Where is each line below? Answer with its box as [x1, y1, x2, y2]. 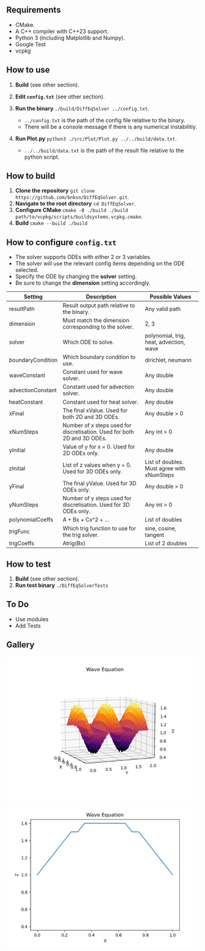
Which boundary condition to [62, 353, 136, 360]
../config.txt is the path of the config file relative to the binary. [24, 116, 185, 124]
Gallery [6, 639, 35, 650]
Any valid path [145, 305, 181, 312]
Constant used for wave [62, 368, 123, 375]
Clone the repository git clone [15, 187, 95, 194]
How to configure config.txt [6, 237, 117, 247]
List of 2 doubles [145, 539, 187, 547]
